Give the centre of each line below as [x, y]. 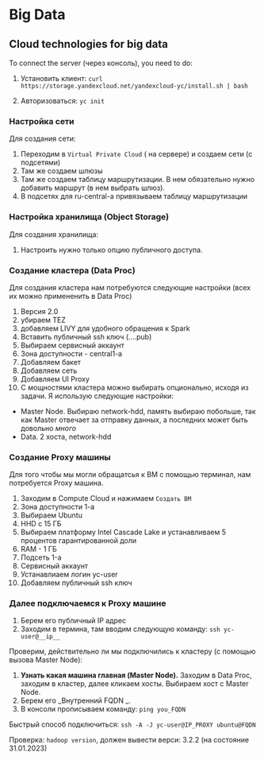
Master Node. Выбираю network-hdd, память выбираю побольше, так [138, 411]
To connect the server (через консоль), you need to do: [101, 63]
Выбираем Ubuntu [51, 515]
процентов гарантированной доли [78, 541]
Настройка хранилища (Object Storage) [89, 217]
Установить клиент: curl [61, 78]
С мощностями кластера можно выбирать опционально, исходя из [134, 387]
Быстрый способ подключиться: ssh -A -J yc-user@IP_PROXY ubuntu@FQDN [132, 724]
